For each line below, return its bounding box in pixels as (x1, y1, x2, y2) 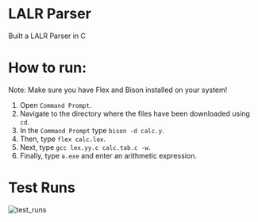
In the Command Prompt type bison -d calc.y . (19, 125, 164, 135)
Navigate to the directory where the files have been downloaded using (19, 109, 250, 118)
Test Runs (8, 179, 75, 197)
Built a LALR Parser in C (8, 31, 86, 40)
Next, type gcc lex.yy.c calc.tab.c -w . (19, 142, 151, 151)
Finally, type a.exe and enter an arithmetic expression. (19, 151, 197, 160)
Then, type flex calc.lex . (19, 134, 106, 144)
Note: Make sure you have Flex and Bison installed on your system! (8, 85, 228, 94)
